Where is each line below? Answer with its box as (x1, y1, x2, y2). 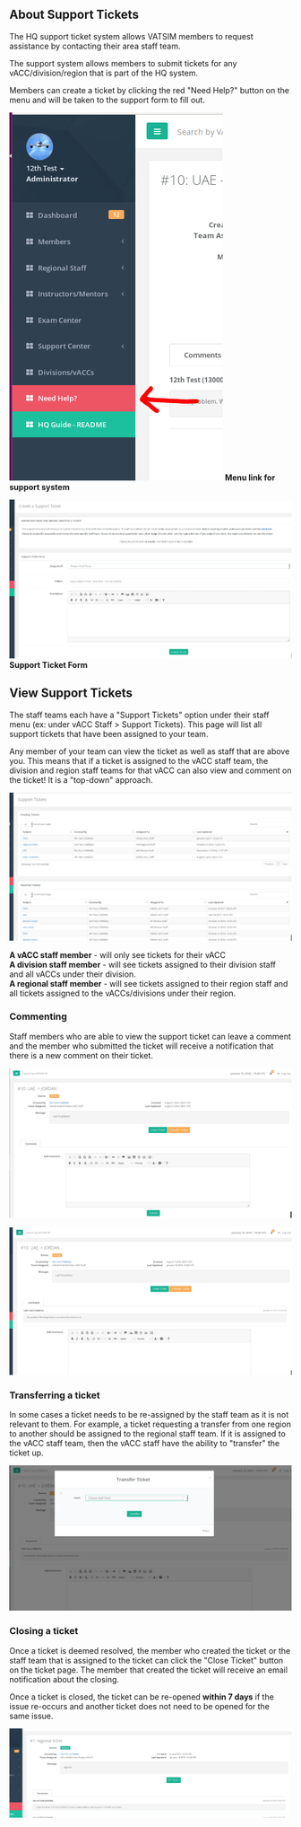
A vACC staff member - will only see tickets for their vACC (9, 950, 227, 961)
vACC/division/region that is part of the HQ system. (9, 67, 199, 78)
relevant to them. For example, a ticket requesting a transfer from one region (9, 1419, 291, 1429)
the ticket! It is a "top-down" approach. (9, 774, 154, 785)
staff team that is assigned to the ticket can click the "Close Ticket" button (9, 1655, 284, 1665)
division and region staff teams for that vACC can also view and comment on (9, 765, 292, 776)
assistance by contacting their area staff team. (9, 40, 181, 51)
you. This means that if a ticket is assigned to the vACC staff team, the (9, 755, 269, 766)
